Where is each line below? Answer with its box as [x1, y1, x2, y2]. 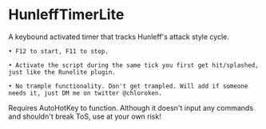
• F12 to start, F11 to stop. [8, 47, 109, 55]
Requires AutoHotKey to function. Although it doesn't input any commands [8, 103, 254, 112]
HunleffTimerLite [8, 6, 125, 24]
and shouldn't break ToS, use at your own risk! [8, 111, 161, 121]
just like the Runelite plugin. [8, 68, 116, 76]
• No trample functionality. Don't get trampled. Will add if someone [8, 82, 248, 90]
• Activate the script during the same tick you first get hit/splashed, [8, 61, 260, 69]
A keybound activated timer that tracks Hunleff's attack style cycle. [8, 32, 229, 41]
